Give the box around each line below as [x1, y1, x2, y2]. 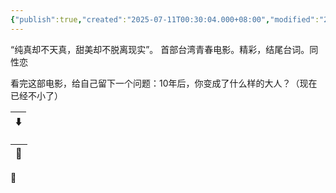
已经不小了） [10, 89, 63, 101]
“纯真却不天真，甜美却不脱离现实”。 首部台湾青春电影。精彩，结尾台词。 [10, 43, 310, 55]
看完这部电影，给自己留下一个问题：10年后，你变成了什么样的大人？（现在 [10, 77, 318, 89]
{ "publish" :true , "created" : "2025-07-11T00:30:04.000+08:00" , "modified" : [10, 14, 320, 25]
